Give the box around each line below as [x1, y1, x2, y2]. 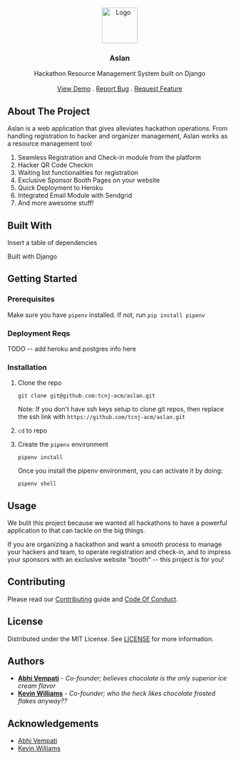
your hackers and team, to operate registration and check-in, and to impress [7, 548, 232, 556]
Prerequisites [7, 294, 55, 304]
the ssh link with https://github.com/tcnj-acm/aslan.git [17, 413, 185, 421]
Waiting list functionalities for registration [17, 169, 139, 177]
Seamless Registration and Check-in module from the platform [17, 154, 202, 162]
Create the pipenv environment [17, 440, 109, 449]
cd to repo [17, 426, 48, 435]
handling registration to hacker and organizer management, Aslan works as [7, 132, 228, 141]
